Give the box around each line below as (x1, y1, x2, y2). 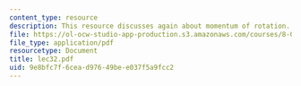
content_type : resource (9, 13, 99, 22)
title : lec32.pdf (9, 55, 74, 64)
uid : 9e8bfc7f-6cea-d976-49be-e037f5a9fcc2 (9, 64, 175, 73)
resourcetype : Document (9, 47, 99, 56)
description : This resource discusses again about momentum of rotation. (9, 21, 291, 30)
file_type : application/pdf (9, 38, 115, 47)
